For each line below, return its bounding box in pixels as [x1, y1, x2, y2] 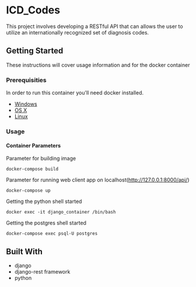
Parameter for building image [6, 155, 76, 162]
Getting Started [6, 46, 64, 56]
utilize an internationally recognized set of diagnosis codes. [6, 29, 149, 36]
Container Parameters [6, 142, 61, 149]
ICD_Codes [6, 3, 60, 17]
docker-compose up [6, 188, 51, 194]
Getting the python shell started [6, 198, 82, 205]
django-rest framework [14, 268, 71, 275]
